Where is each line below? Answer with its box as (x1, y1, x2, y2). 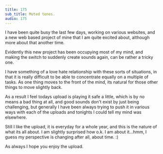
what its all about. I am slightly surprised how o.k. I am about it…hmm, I (5, 129, 147, 135)
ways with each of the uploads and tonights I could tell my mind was (5, 109, 142, 115)
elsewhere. (5, 115, 27, 120)
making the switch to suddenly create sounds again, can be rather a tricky (5, 54, 154, 60)
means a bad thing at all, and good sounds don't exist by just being (5, 99, 139, 105)
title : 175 (5, 7, 27, 12)
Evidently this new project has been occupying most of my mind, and (5, 49, 143, 55)
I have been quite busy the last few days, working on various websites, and (5, 30, 155, 35)
